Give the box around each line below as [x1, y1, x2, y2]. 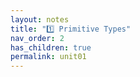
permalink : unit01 [10, 52, 87, 62]
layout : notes [10, 14, 70, 25]
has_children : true [10, 42, 92, 53]
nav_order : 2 [10, 33, 65, 43]
